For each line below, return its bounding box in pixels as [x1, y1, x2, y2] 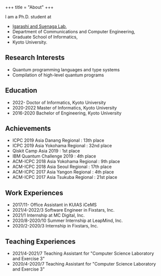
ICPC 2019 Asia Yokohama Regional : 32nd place [12, 143, 112, 149]
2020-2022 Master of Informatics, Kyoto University [12, 105, 117, 110]
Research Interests [5, 54, 65, 62]
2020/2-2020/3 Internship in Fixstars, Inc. [12, 223, 98, 229]
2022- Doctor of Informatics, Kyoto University [12, 99, 107, 106]
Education [5, 86, 38, 95]
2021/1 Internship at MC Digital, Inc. [12, 213, 85, 219]
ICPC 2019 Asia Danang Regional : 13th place [12, 137, 105, 143]
